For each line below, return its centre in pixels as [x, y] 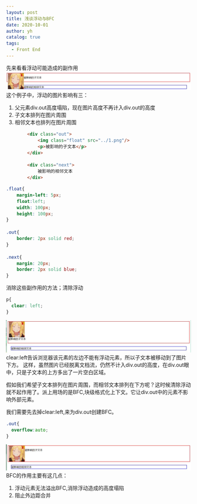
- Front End [26, 50]
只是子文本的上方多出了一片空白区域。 [62, 372]
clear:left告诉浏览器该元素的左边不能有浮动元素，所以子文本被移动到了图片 [96, 358]
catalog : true [23, 37]
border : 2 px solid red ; [46, 239]
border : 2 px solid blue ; [47, 270]
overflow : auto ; [30, 430]
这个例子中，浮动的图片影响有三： [47, 95]
